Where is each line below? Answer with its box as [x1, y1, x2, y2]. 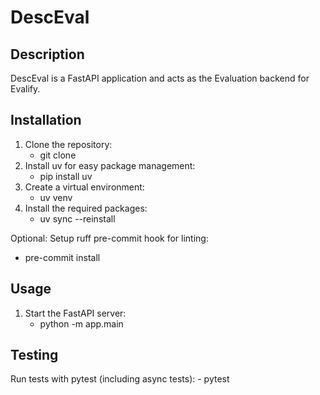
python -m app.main [39, 317, 124, 330]
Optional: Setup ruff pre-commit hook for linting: [10, 232, 209, 244]
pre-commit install [24, 251, 101, 263]
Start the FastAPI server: [24, 307, 127, 319]
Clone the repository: [24, 138, 113, 150]
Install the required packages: [24, 202, 148, 214]
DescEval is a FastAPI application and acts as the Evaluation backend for [10, 72, 310, 84]
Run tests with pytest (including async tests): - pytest [10, 373, 230, 385]
